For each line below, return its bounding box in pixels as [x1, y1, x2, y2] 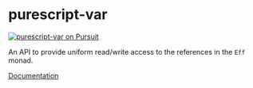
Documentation [8, 71, 59, 80]
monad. [8, 55, 34, 65]
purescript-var [8, 6, 108, 24]
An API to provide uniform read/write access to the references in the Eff [8, 47, 246, 56]
